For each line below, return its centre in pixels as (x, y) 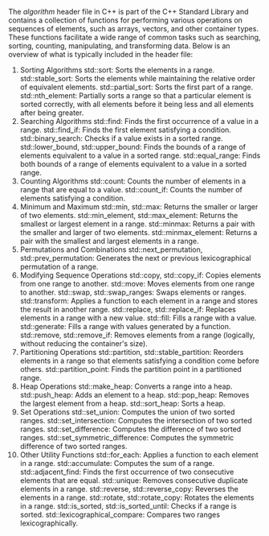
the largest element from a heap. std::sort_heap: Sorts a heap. (122, 403)
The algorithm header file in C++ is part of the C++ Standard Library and (128, 12)
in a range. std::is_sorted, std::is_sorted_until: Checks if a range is (128, 506)
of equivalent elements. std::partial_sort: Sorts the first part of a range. (137, 87)
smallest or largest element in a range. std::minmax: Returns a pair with (137, 224)
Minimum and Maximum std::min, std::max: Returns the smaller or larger (139, 207)
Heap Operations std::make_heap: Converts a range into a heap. (126, 386)
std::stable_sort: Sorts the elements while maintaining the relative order (137, 78)
